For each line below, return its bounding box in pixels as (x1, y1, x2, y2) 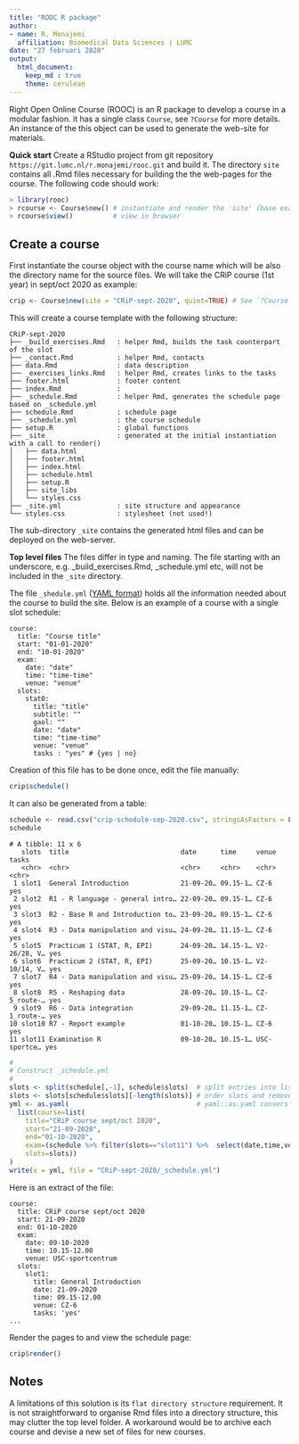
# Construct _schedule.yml (9, 1067, 109, 1076)
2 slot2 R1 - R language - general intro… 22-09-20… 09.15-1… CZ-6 (12, 894, 273, 904)
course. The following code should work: (9, 177, 159, 188)
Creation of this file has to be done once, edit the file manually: (9, 764, 240, 775)
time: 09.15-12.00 (32, 1292, 101, 1302)
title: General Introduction (32, 1277, 141, 1286)
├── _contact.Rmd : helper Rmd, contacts (9, 353, 205, 362)
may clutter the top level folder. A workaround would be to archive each (9, 1416, 271, 1427)
